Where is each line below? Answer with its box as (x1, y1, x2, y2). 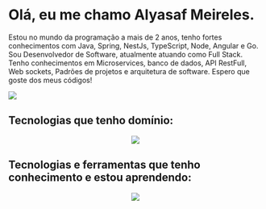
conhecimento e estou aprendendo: (8, 171, 192, 185)
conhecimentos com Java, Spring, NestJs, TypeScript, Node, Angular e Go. (8, 40, 259, 50)
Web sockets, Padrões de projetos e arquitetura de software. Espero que (8, 66, 250, 76)
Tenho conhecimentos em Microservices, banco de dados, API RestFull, (8, 58, 247, 68)
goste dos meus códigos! (8, 75, 93, 85)
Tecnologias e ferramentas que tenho (8, 158, 201, 172)
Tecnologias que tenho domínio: (8, 114, 174, 127)
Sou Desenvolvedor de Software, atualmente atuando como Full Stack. (8, 49, 243, 59)
